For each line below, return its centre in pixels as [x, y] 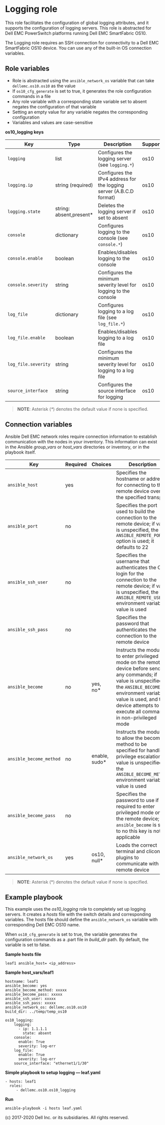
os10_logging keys [25, 132]
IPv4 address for [117, 179]
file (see [107, 317]
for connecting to [136, 485]
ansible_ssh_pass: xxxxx [30, 1003]
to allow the [130, 738]
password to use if [137, 800]
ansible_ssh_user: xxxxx [30, 999]
